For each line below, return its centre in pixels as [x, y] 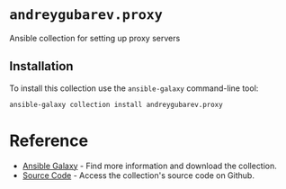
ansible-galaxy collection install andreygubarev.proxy [116, 104]
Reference [49, 140]
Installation [41, 66]
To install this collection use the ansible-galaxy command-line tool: [134, 88]
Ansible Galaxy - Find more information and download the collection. [149, 166]
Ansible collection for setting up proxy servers [95, 38]
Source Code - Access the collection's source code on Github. [138, 175]
